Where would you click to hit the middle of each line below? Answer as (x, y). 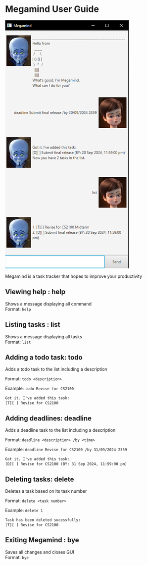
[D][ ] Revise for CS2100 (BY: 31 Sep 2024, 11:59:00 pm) (66, 464)
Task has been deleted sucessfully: (43, 520)
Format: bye (17, 557)
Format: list (18, 342)
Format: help (18, 309)
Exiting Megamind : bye (42, 540)
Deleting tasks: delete (40, 479)
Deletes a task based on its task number (46, 491)
